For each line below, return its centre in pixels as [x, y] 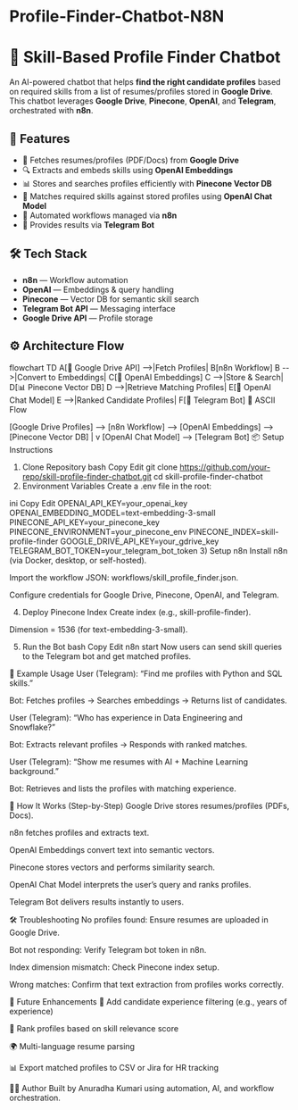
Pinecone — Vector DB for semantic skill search [111, 299]
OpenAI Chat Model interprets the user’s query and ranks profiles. [130, 884]
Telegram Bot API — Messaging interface [99, 308]
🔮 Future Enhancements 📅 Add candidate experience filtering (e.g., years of [148, 1001]
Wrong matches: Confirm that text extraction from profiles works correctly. [146, 984]
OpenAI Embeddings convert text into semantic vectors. [112, 849]
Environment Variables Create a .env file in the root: [117, 486]
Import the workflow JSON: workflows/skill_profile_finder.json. [124, 577]
